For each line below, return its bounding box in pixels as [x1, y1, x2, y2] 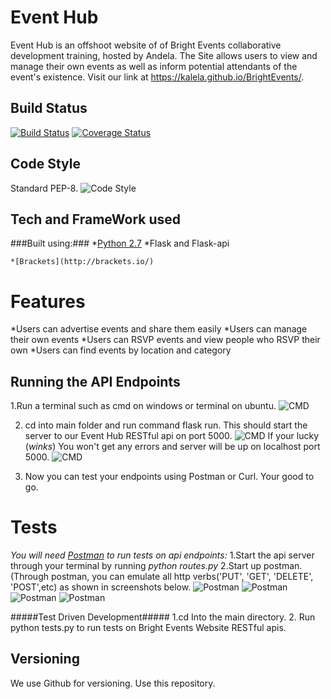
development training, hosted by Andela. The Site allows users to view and [10, 49, 318, 61]
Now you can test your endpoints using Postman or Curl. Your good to [24, 471, 315, 483]
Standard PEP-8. [10, 182, 79, 194]
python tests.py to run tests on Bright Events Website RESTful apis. [10, 622, 287, 634]
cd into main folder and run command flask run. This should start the [24, 419, 308, 431]
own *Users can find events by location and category [10, 344, 232, 356]
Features [10, 290, 86, 313]
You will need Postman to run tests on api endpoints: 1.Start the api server [10, 549, 315, 561]
